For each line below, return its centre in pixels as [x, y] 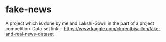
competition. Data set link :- [34, 28]
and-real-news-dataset [30, 34]
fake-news [28, 9]
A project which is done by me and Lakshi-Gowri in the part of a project [80, 23]
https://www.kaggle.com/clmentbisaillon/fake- [112, 28]
